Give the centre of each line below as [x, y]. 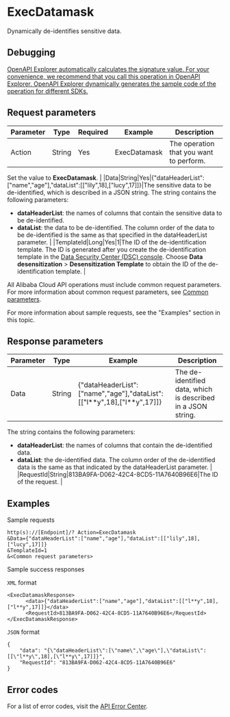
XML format [22, 583]
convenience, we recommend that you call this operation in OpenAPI [104, 76]
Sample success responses [46, 569]
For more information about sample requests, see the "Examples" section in [114, 312]
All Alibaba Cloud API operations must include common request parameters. [114, 284]
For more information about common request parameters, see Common [108, 292]
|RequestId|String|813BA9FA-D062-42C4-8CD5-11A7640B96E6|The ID [117, 475]
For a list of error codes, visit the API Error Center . [78, 706]
